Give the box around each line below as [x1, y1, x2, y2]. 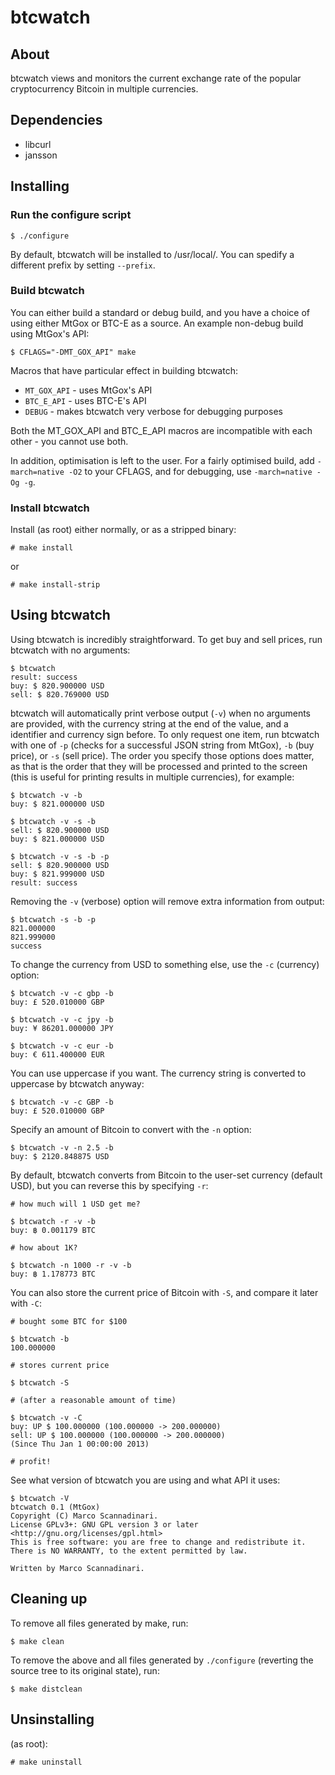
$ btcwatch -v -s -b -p [10, 851, 110, 861]
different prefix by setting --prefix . [10, 259, 156, 271]
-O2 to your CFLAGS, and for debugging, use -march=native [68, 465, 313, 477]
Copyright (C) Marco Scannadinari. [10, 1511, 159, 1521]
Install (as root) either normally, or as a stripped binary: [10, 524, 237, 536]
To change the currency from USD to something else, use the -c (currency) [10, 958, 320, 970]
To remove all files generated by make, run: [10, 1617, 189, 1629]
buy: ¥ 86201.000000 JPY [10, 1023, 114, 1033]
